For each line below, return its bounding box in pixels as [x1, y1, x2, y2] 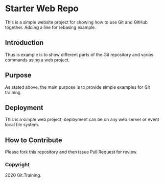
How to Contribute [5, 136, 63, 144]
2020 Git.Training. [5, 172, 42, 178]
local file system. [5, 122, 39, 128]
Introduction [5, 39, 44, 47]
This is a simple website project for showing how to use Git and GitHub [5, 19, 148, 25]
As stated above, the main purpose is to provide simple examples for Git [5, 84, 150, 90]
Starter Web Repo [5, 3, 79, 14]
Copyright [5, 161, 30, 168]
